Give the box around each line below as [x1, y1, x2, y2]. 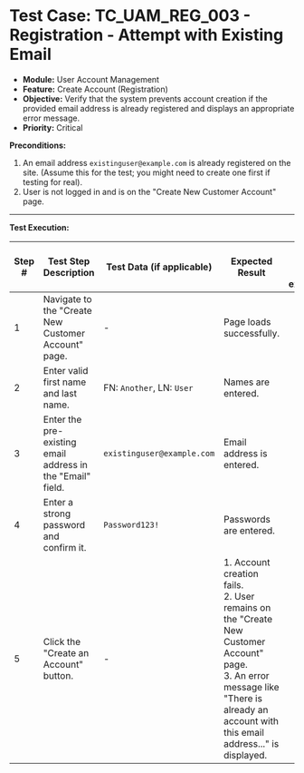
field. [43, 481, 65, 494]
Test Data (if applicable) [106, 260, 213, 273]
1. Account [223, 555, 271, 568]
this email [223, 726, 265, 739]
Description [43, 266, 95, 279]
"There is [223, 691, 262, 704]
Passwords [223, 513, 271, 525]
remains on [223, 601, 271, 613]
